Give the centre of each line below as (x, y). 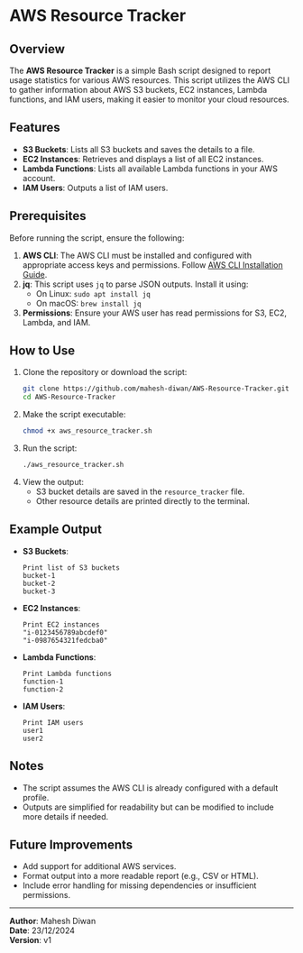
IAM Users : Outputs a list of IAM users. (95, 188)
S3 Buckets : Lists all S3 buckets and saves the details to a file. (138, 149)
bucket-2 (39, 583)
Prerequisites (48, 216)
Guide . (35, 274)
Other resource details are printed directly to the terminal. (143, 500)
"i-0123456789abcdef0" (65, 632)
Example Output (55, 530)
